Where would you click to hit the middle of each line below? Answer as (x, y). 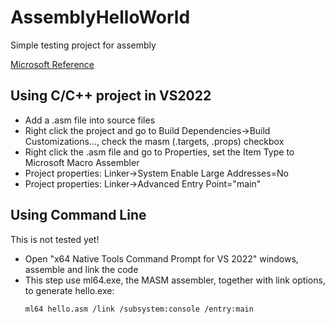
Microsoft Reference (52, 64)
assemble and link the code (81, 269)
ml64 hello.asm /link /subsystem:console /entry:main (139, 309)
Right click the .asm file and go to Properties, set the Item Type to (159, 152)
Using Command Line (78, 215)
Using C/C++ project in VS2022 (111, 96)
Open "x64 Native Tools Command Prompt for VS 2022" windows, (161, 258)
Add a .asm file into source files (90, 120)
